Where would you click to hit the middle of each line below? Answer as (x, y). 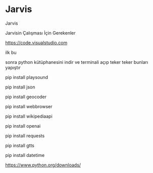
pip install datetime (25, 155)
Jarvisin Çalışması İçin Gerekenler (40, 33)
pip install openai (23, 126)
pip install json (20, 87)
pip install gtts (20, 145)
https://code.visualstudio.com (36, 42)
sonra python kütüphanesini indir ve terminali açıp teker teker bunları (77, 62)
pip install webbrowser (29, 106)
